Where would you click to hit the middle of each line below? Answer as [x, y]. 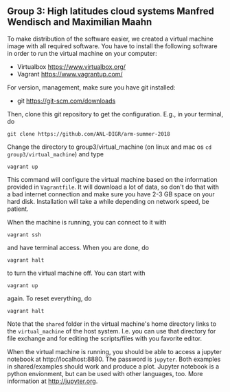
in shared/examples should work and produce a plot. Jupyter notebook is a [113, 366]
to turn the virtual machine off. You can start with [76, 273]
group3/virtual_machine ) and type [56, 154]
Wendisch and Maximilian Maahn [80, 22]
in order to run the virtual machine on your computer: [82, 53]
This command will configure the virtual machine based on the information [112, 179]
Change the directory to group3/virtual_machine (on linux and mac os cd [110, 147]
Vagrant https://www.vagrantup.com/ [70, 74]
